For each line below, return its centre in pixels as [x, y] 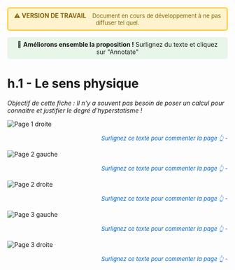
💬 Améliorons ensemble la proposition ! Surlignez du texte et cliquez [117, 44]
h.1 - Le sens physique [73, 84]
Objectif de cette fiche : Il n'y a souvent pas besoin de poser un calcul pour [116, 103]
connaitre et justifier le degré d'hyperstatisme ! [75, 110]
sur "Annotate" [117, 52]
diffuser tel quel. [117, 23]
